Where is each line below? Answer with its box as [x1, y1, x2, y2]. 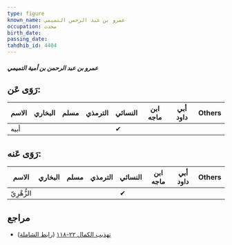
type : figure [7, 10, 45, 17]
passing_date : [7, 36, 48, 43]
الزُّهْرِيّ [10, 188, 32, 198]
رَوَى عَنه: [7, 148, 41, 159]
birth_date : [7, 29, 41, 37]
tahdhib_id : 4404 [7, 42, 57, 49]
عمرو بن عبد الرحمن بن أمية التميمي [7, 63, 99, 72]
